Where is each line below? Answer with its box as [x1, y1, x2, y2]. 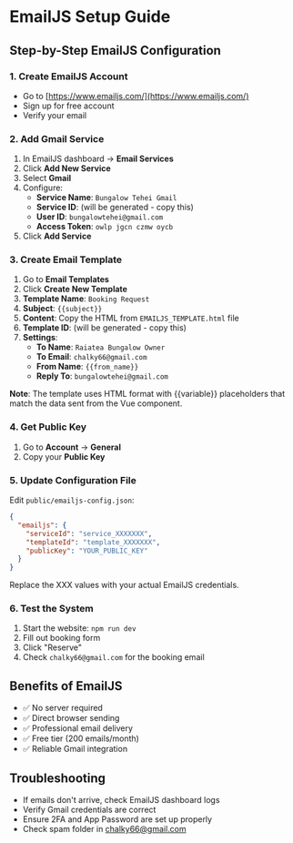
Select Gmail [22, 173, 72, 184]
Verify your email [22, 109, 87, 120]
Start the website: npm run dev [22, 623, 136, 634]
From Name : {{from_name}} [35, 361, 139, 372]
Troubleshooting [9, 770, 106, 786]
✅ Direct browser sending [22, 713, 120, 724]
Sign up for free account [22, 100, 115, 111]
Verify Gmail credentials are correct [22, 804, 157, 816]
